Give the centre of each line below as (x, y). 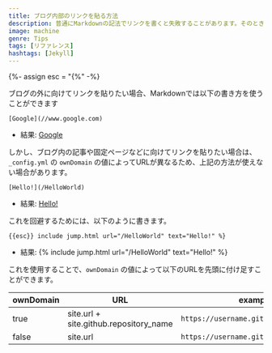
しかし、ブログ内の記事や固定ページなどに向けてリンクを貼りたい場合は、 (132, 152)
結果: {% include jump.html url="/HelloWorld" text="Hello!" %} (124, 252)
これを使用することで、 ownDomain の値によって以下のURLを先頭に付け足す (132, 269)
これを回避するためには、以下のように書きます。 (90, 221)
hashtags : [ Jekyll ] (41, 53)
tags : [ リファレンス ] (41, 46)
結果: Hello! (39, 204)
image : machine (34, 31)
